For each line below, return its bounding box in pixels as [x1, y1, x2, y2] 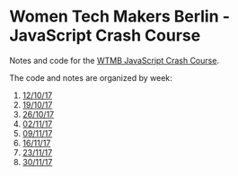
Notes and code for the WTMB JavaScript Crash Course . [9, 55, 220, 66]
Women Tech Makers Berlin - [9, 6, 231, 27]
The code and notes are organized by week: [9, 72, 172, 83]
